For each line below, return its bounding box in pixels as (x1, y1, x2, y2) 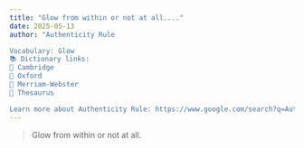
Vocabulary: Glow (9, 46, 75, 55)
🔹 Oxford (9, 71, 43, 81)
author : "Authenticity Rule (9, 30, 116, 39)
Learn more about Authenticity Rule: (9, 105, 152, 114)
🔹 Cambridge (9, 63, 54, 72)
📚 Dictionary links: (9, 55, 90, 64)
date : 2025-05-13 (9, 22, 75, 31)
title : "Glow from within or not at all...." (9, 13, 184, 23)
